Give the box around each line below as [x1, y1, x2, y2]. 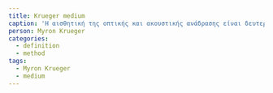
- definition [15, 42, 60, 50]
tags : [8, 57, 27, 66]
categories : [8, 34, 49, 43]
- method [15, 49, 45, 57]
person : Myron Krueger [8, 27, 85, 35]
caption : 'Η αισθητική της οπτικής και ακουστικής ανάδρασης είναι [8, 19, 242, 27]
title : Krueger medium [8, 11, 85, 20]
